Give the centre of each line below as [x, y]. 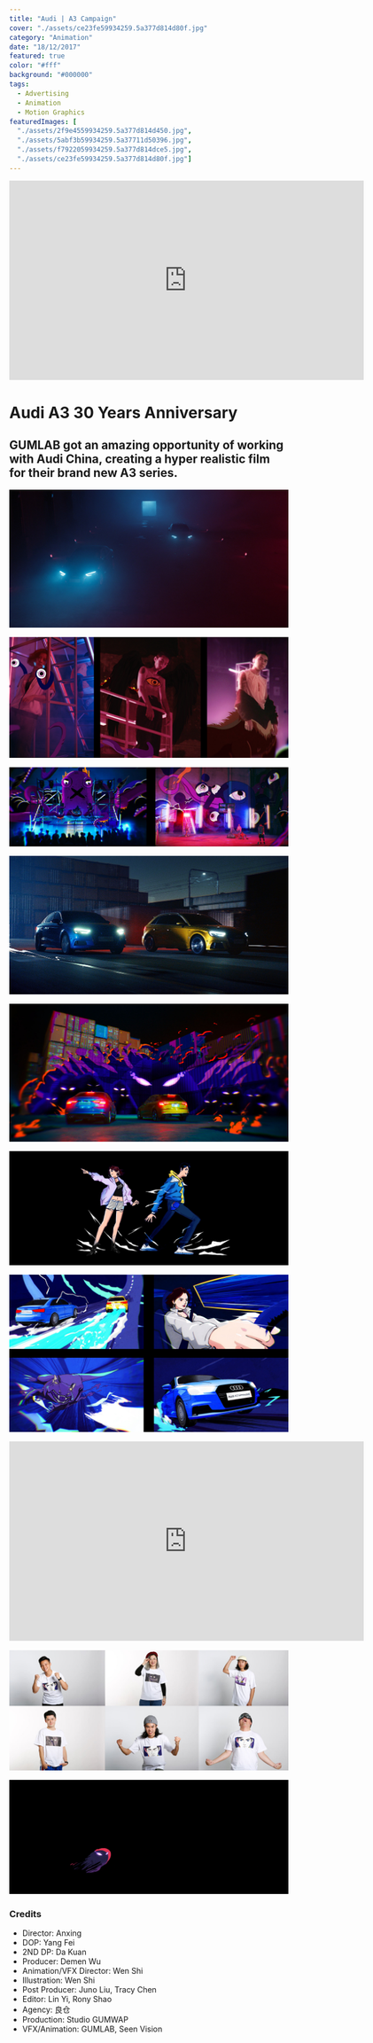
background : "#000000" [51, 75]
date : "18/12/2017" [45, 47]
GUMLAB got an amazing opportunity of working [146, 445]
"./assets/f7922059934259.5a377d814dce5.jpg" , [105, 150]
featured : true [37, 56]
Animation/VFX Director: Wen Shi [82, 1970]
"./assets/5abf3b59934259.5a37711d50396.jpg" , [105, 140]
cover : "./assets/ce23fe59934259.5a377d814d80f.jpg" [109, 28]
